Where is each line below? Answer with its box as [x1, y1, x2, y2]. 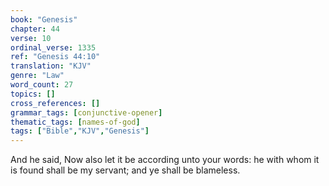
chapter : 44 [10, 24, 60, 34]
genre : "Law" [10, 71, 65, 81]
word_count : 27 [10, 80, 74, 90]
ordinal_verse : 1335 [10, 42, 97, 53]
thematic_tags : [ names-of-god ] [10, 117, 141, 127]
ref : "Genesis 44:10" [10, 52, 101, 62]
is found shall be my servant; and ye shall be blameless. [10, 164, 241, 176]
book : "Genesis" [10, 14, 78, 25]
